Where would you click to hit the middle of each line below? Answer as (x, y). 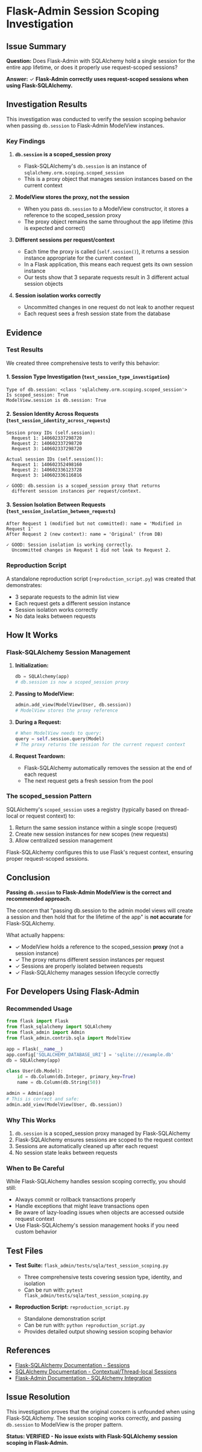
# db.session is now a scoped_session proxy (72, 682)
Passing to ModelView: (44, 694)
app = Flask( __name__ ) (35, 1049)
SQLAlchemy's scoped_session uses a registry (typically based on (88, 809)
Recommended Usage (39, 1008)
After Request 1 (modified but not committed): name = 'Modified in (94, 524)
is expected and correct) (55, 228)
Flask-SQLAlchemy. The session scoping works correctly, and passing (94, 1418)
